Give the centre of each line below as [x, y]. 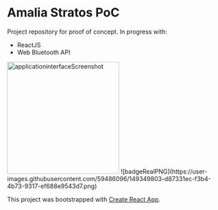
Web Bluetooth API [44, 52]
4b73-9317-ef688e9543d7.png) [52, 186]
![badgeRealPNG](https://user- [164, 171]
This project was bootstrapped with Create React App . [84, 199]
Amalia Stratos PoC [63, 13]
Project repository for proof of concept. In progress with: [87, 32]
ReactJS [29, 45]
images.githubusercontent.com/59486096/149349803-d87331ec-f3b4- [109, 178]
